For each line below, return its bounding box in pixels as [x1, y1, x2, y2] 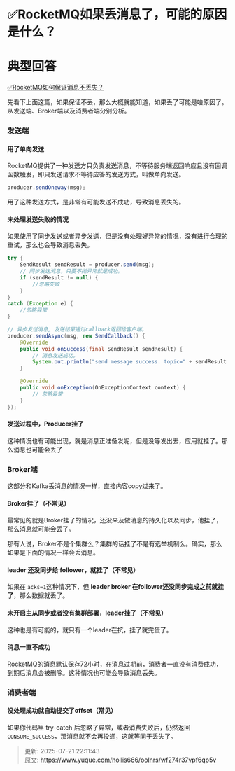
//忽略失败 [32, 281, 60, 288]
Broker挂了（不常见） [7, 499, 71, 508]
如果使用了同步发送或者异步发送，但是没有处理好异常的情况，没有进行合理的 [7, 232, 228, 240]
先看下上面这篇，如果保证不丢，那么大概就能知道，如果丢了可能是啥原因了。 [7, 98, 228, 106]
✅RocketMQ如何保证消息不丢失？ [7, 83, 104, 92]
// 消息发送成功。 [32, 352, 78, 359]
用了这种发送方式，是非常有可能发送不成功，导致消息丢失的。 [7, 197, 185, 207]
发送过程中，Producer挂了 [7, 419, 84, 428]
